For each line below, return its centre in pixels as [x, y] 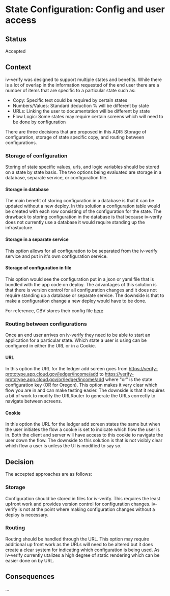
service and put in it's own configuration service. [56, 256]
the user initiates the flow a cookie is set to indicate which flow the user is [83, 429]
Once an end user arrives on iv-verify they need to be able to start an [78, 335]
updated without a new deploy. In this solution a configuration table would [83, 206]
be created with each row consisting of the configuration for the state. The [83, 211]
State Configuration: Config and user [85, 9]
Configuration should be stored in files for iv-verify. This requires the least [83, 498]
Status [16, 39]
